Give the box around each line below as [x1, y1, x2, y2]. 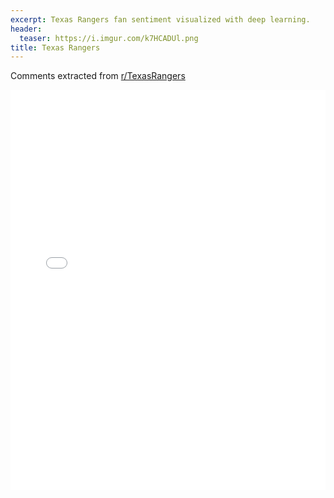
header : [10, 24, 43, 34]
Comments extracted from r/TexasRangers [10, 70, 186, 82]
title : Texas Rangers [10, 42, 101, 53]
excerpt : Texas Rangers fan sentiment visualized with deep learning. [10, 14, 311, 25]
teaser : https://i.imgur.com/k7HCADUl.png [19, 33, 199, 43]
